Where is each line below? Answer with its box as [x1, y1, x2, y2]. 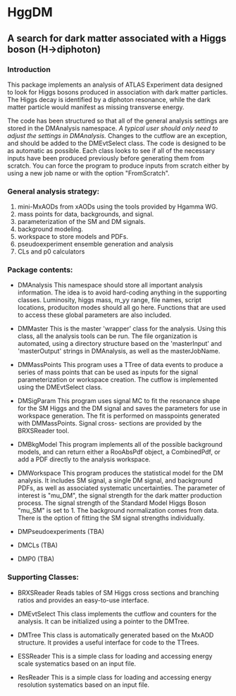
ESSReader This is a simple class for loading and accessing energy [17, 652, 213, 660]
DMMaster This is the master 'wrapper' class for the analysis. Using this [17, 325, 227, 333]
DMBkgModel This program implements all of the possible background [17, 440, 223, 449]
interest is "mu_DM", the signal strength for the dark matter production [17, 491, 222, 500]
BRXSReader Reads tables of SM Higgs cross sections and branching [17, 588, 220, 597]
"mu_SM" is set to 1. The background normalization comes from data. [17, 507, 219, 515]
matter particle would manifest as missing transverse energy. [7, 103, 185, 111]
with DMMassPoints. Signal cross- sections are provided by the [17, 419, 202, 428]
